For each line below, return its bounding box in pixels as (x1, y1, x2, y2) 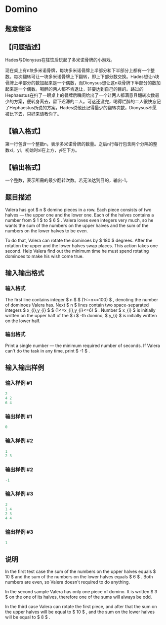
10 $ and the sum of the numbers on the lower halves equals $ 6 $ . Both (5, 574, 153, 580)
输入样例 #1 (5, 380, 32, 387)
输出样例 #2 (5, 466, 34, 473)
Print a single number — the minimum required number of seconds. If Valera (5, 343, 161, 348)
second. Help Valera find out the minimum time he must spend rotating (5, 248, 149, 254)
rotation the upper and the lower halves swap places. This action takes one (5, 242, 158, 249)
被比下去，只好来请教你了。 (5, 111, 62, 117)
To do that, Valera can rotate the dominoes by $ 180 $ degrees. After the (5, 237, 153, 243)
